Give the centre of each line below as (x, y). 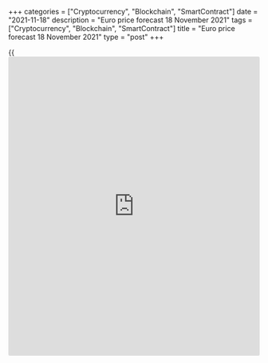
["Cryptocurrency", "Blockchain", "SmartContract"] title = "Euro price (122, 28)
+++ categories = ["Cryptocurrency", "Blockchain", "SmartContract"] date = (133, 12)
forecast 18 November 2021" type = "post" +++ (86, 37)
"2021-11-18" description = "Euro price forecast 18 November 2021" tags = (130, 20)
